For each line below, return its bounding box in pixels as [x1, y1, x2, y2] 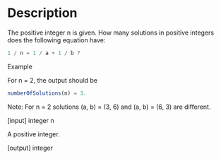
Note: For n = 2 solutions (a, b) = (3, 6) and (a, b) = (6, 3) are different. [7, 102, 211, 111]
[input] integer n [7, 116, 54, 124]
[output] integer [7, 143, 53, 152]
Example [7, 62, 33, 71]
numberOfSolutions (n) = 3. [7, 90, 87, 97]
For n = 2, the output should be [7, 76, 97, 84]
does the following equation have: [7, 35, 106, 44]
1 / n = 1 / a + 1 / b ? [7, 49, 80, 57]
